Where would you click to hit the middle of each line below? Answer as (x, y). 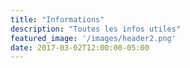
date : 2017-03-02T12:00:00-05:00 (80, 47)
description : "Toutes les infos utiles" (96, 29)
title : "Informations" (57, 19)
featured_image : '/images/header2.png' (93, 38)
